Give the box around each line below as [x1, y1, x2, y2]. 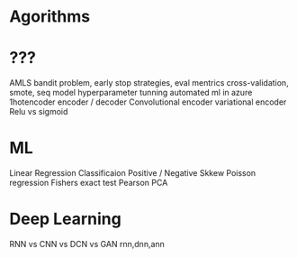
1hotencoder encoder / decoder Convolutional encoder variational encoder [9, 97, 287, 107]
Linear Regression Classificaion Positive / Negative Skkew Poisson [9, 168, 256, 179]
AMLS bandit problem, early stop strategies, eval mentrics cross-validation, [9, 78, 290, 88]
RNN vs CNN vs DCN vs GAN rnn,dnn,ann [9, 239, 165, 249]
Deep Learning [9, 209, 121, 229]
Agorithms [9, 6, 91, 27]
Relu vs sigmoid [9, 106, 68, 117]
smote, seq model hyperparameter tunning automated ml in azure [9, 88, 253, 98]
